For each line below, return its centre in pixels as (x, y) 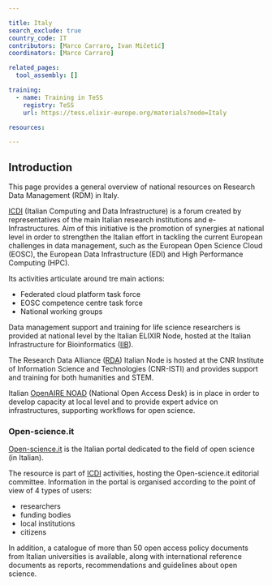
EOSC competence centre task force (82, 303)
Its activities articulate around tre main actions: (86, 279)
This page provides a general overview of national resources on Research (132, 187)
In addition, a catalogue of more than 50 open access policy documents (129, 548)
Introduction (41, 167)
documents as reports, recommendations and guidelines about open (123, 566)
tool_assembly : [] (47, 75)
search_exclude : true (45, 30)
